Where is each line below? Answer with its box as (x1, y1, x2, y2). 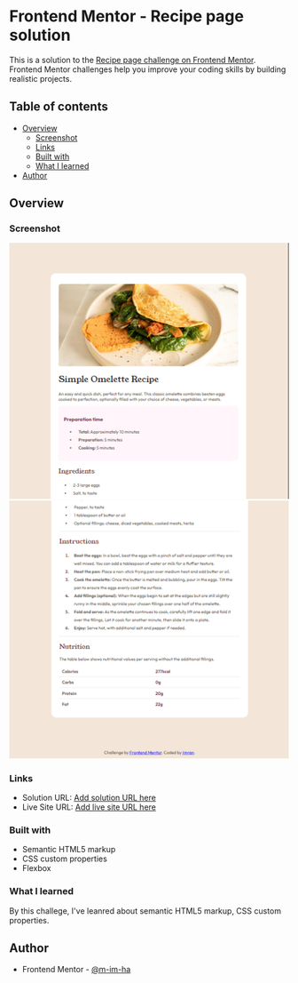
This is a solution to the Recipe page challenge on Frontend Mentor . (9, 54, 256, 65)
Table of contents (9, 100, 108, 115)
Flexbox (21, 863, 51, 874)
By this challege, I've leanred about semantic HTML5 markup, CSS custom (9, 905, 282, 916)
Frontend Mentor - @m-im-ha (21, 964, 131, 975)
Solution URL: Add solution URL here (21, 792, 157, 803)
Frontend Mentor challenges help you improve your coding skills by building (9, 64, 286, 75)
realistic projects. (9, 73, 73, 84)
